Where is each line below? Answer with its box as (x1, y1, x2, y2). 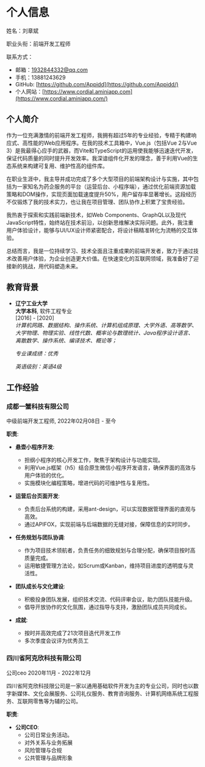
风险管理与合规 (24, 746, 62, 754)
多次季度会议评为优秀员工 (24, 637, 89, 644)
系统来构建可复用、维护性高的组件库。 (11, 162, 108, 169)
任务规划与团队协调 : (15, 534, 65, 541)
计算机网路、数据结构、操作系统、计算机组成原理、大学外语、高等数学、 (15, 321, 197, 328)
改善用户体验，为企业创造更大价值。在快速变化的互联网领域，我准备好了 (11, 255, 193, 262)
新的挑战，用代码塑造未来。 (11, 262, 81, 270)
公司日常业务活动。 (24, 731, 73, 738)
